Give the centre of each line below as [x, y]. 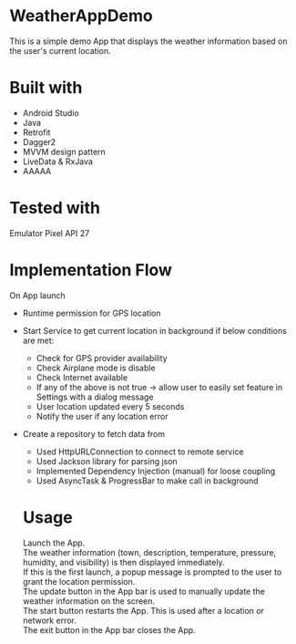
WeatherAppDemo [81, 16]
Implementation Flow [91, 270]
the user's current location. [60, 50]
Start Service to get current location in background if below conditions [154, 330]
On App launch [37, 295]
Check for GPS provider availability [102, 358]
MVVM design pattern [64, 151]
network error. [50, 620]
